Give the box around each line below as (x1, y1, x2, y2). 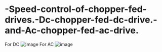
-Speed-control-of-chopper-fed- (5, 3, 147, 15)
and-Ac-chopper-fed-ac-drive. (5, 25, 139, 36)
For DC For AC (5, 41, 54, 47)
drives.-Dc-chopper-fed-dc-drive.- (5, 14, 157, 25)
